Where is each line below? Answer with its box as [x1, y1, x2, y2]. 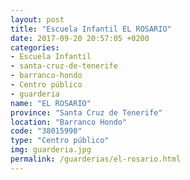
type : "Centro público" [10, 136, 110, 146]
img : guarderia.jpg [10, 145, 92, 155]
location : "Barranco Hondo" [10, 117, 128, 127]
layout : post [10, 14, 65, 25]
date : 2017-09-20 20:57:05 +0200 [10, 33, 150, 43]
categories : [10, 42, 60, 53]
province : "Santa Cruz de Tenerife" [10, 107, 163, 118]
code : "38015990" [10, 126, 83, 136]
